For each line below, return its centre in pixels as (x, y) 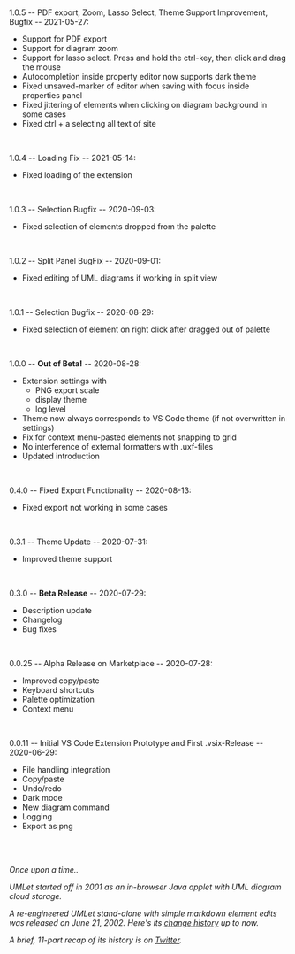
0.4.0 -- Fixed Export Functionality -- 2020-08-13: (100, 490)
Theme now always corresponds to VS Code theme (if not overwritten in (154, 418)
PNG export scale (67, 390)
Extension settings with (64, 381)
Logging (37, 816)
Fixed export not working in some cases (95, 508)
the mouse (42, 67)
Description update (57, 610)
